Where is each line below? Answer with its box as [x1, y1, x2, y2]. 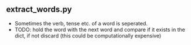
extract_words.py [6, 5, 72, 14]
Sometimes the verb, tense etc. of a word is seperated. [14, 20, 148, 27]
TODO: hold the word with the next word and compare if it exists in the [14, 26, 185, 33]
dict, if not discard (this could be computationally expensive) [14, 32, 162, 39]
